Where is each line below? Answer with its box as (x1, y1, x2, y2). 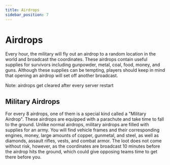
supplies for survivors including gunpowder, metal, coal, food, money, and (5, 62, 160, 68)
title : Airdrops (5, 7, 40, 13)
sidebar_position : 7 (5, 12, 49, 17)
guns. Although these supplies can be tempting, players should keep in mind (5, 67, 165, 73)
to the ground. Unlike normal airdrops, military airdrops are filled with (5, 122, 149, 128)
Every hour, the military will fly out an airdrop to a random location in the (5, 51, 156, 57)
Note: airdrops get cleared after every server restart (5, 82, 114, 89)
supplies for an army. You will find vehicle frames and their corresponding (5, 127, 160, 133)
